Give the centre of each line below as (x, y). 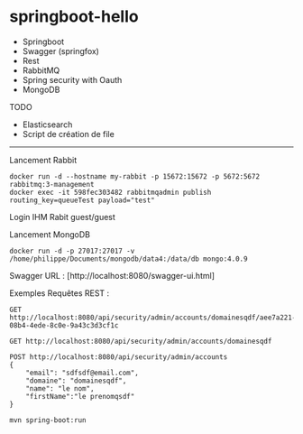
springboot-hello (74, 17)
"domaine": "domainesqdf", (76, 381)
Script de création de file (68, 134)
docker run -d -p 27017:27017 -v (72, 251)
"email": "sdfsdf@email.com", (83, 373)
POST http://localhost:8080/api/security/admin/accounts (119, 357)
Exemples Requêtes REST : (60, 293)
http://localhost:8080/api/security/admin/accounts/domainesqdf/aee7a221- (153, 318)
